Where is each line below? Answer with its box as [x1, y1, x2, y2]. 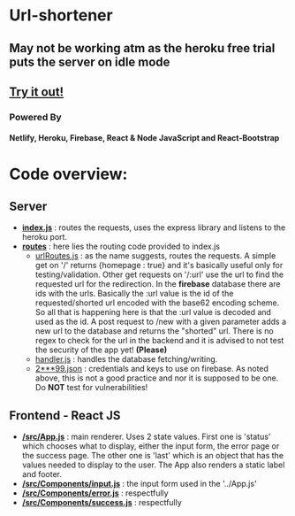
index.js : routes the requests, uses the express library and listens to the [21, 222, 286, 233]
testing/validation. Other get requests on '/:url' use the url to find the [34, 269, 284, 280]
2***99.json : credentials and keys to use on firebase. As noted [34, 364, 269, 374]
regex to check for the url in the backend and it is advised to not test [34, 335, 284, 346]
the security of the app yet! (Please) [34, 344, 168, 355]
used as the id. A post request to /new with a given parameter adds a [34, 316, 287, 327]
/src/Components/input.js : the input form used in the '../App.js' [21, 479, 258, 489]
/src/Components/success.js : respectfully [21, 497, 183, 508]
